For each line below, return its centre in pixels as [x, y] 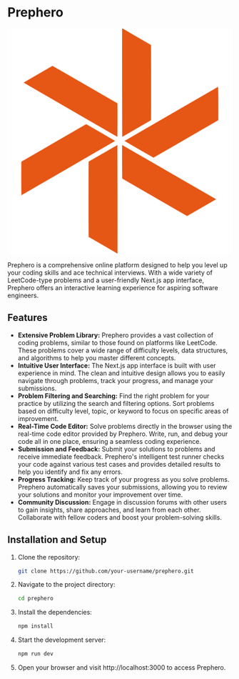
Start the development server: [62, 640]
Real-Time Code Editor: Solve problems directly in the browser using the [125, 426]
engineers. [23, 295]
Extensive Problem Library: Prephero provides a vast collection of [116, 335]
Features [27, 318]
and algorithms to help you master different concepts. [97, 357]
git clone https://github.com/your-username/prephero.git [106, 571]
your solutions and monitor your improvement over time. [100, 495]
